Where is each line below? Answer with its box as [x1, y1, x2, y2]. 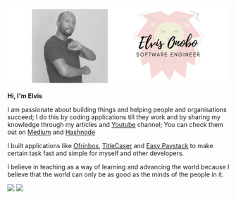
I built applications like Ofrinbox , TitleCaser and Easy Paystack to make [7, 141, 213, 150]
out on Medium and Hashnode [7, 128, 96, 136]
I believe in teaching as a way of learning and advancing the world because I [7, 162, 230, 171]
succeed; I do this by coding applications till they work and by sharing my [7, 112, 221, 121]
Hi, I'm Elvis [7, 91, 43, 100]
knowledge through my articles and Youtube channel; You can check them [7, 120, 224, 128]
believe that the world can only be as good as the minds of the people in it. [7, 170, 224, 179]
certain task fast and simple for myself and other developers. [7, 149, 185, 157]
